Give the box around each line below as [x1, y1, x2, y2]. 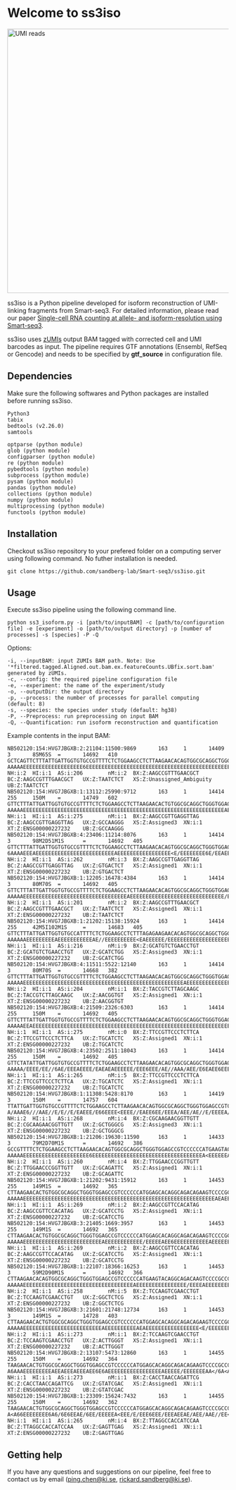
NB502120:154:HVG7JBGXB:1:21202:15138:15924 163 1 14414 [7, 918, 225, 925]
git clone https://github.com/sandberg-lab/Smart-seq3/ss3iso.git [7, 567, 206, 575]
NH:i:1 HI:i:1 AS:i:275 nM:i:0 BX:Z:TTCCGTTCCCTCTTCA [7, 1029, 199, 1036]
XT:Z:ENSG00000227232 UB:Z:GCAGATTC [7, 1171, 124, 1178]
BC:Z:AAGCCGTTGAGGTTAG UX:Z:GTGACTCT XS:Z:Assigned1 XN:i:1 [7, 862, 202, 870]
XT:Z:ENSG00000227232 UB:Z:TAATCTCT [7, 911, 124, 919]
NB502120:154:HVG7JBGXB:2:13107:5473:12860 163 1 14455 [7, 1350, 225, 1357]
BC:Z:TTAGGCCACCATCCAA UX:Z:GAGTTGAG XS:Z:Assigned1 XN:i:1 [7, 1424, 202, 1431]
